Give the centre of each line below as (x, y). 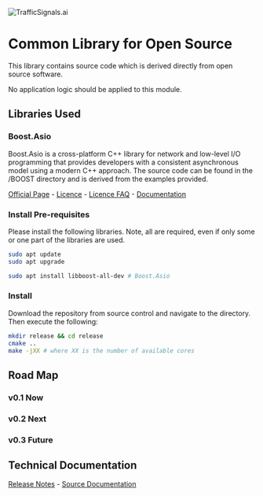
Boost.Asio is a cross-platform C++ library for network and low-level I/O (124, 154)
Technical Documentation (73, 466)
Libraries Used (44, 114)
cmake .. (22, 343)
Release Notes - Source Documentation (72, 484)
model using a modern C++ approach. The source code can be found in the (131, 170)
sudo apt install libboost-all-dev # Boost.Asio (89, 276)
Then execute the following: (53, 321)
